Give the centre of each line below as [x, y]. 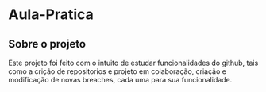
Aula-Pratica [51, 15]
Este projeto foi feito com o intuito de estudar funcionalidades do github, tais [133, 63]
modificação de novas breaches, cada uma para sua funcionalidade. [120, 80]
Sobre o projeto [47, 44]
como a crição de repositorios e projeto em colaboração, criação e [117, 71]
